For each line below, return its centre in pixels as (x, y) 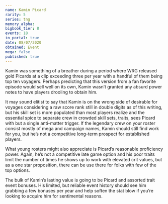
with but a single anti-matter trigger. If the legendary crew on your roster (80, 123)
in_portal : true (22, 38)
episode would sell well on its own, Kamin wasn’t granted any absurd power (84, 87)
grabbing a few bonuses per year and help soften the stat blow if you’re (79, 191)
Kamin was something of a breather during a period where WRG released (81, 71)
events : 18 (17, 33)
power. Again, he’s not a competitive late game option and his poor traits (80, 154)
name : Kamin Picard (26, 10)
